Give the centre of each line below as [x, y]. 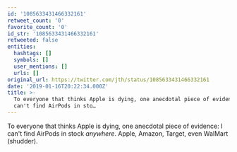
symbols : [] [31, 60]
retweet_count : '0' [36, 21]
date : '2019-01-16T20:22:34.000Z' [58, 86]
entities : [22, 47]
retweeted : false [33, 40]
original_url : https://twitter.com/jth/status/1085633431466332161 [109, 80]
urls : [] [26, 73]
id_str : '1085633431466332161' [53, 34]
